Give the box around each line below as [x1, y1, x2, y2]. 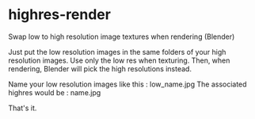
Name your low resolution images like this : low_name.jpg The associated [8, 79, 247, 89]
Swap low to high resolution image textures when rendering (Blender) [8, 32, 235, 41]
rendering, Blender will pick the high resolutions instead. [8, 63, 192, 73]
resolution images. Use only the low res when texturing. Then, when [8, 56, 230, 65]
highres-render [8, 6, 111, 24]
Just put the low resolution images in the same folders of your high [8, 47, 226, 56]
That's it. [8, 103, 37, 113]
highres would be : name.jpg [8, 87, 101, 97]
